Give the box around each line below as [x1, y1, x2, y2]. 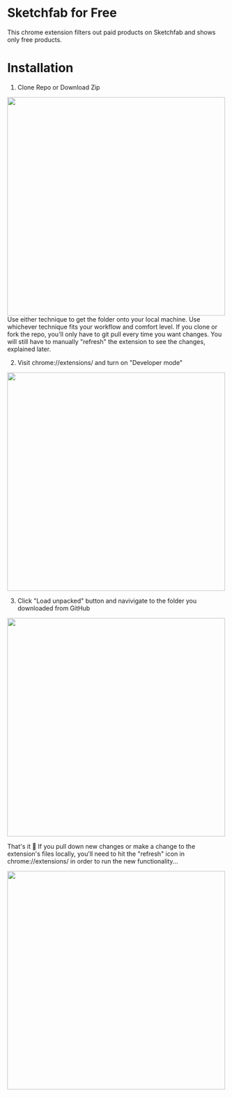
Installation [7, 60, 74, 76]
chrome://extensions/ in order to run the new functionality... [7, 856, 178, 865]
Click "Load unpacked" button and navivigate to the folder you [17, 596, 197, 605]
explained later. [7, 345, 51, 353]
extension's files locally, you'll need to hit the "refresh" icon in [7, 849, 185, 858]
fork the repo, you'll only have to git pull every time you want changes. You [7, 330, 222, 338]
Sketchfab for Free [7, 5, 117, 21]
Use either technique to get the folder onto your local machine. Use [7, 315, 201, 323]
